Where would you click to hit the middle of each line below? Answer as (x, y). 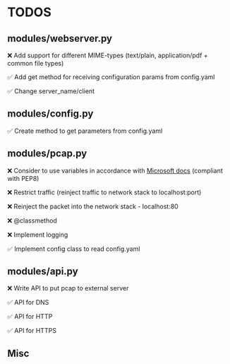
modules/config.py (50, 114)
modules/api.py (43, 272)
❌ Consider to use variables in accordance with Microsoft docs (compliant (115, 170)
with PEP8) (23, 178)
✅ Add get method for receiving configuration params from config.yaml (111, 77)
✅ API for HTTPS (32, 331)
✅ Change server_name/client (51, 91)
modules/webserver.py (60, 39)
